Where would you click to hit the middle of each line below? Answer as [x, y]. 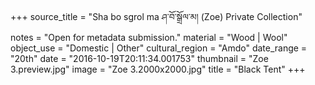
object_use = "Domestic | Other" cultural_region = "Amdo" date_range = [159, 48]
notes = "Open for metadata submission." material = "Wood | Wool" [149, 37]
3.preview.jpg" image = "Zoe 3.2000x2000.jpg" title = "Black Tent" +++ [158, 69]
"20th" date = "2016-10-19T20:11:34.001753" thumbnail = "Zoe [139, 58]
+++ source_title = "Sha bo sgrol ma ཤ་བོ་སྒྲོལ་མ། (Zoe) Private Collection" [156, 16]
